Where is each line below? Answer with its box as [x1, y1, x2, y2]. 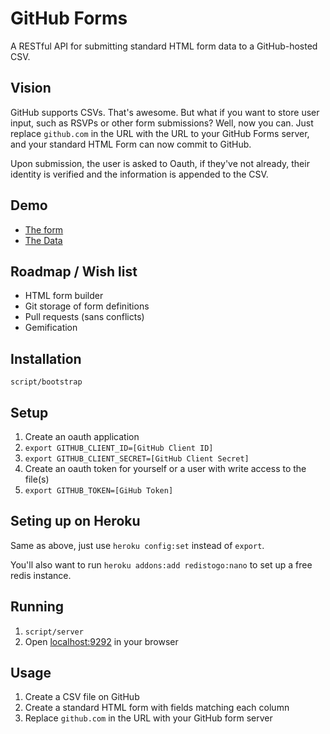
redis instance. [10, 569, 72, 581]
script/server [24, 627, 84, 637]
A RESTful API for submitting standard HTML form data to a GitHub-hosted [10, 40, 318, 52]
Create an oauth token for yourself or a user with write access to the [24, 463, 307, 474]
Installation [10, 350, 82, 367]
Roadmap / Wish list [10, 263, 138, 280]
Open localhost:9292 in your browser [24, 635, 179, 647]
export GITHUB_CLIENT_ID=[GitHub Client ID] [24, 443, 214, 453]
